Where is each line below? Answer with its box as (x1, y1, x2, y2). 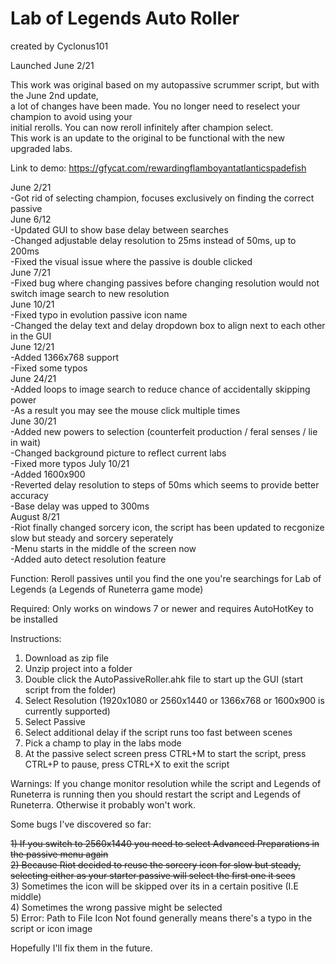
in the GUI (10, 330, 52, 342)
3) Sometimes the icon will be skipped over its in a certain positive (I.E (10, 880, 299, 892)
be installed (10, 613, 58, 625)
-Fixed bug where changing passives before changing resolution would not (10, 277, 320, 289)
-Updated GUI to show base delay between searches (10, 223, 229, 236)
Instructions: (10, 632, 62, 644)
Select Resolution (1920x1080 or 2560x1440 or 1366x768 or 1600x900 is (24, 694, 325, 706)
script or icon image (10, 922, 93, 934)
